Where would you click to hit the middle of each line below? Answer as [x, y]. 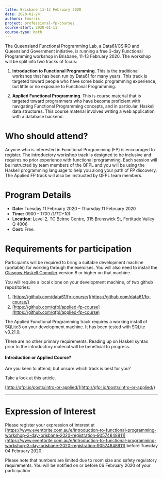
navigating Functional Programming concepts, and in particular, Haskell [83, 106]
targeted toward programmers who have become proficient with [76, 101]
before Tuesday [142, 445]
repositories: [18, 287]
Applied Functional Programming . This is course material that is [77, 96]
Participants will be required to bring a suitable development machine [74, 262]
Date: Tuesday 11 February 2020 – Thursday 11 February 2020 [74, 208]
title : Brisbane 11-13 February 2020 [43, 9]
